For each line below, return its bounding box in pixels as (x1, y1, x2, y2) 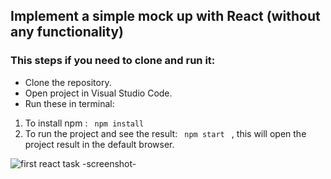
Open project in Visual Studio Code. (24, 87, 173, 99)
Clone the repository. (24, 76, 112, 88)
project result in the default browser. (24, 138, 175, 150)
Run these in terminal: (24, 97, 115, 109)
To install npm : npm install (24, 117, 145, 129)
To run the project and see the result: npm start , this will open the (24, 127, 307, 139)
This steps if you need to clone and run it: (10, 54, 216, 68)
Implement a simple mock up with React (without (10, 8, 321, 25)
